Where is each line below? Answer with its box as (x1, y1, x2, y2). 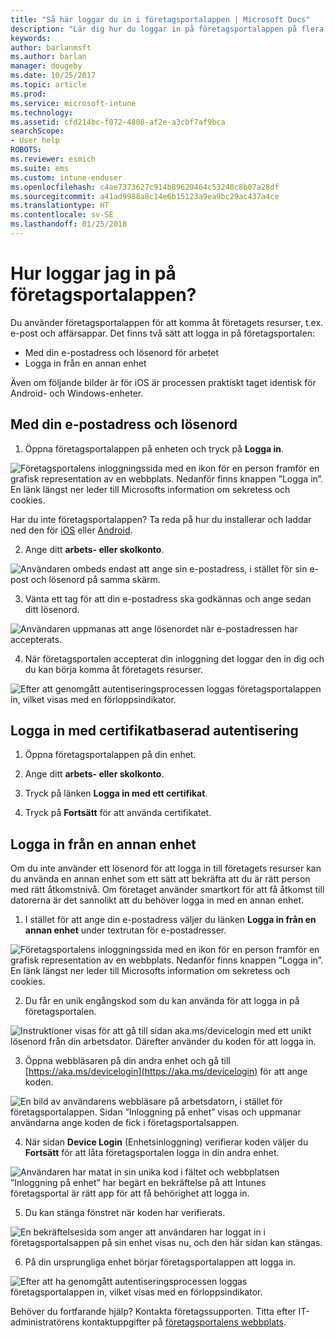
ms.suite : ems (10, 163, 70, 173)
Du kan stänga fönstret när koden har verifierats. (24, 1207, 226, 1219)
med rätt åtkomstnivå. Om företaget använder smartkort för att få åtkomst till (10, 884, 325, 896)
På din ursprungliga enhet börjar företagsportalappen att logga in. (24, 1256, 297, 1268)
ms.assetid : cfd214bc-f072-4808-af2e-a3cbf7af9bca (10, 117, 226, 127)
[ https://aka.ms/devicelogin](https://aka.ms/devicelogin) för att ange (24, 1066, 308, 1078)
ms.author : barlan (10, 52, 87, 62)
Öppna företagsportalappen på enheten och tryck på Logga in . (24, 442, 285, 455)
